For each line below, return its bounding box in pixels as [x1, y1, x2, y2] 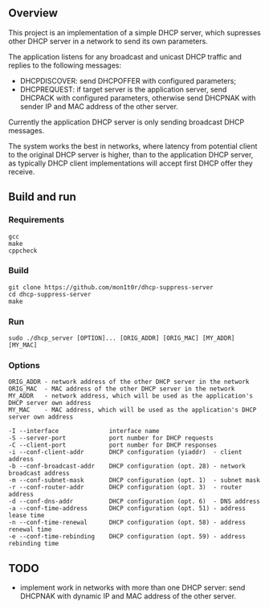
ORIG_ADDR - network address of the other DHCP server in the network [8, 378, 250, 386]
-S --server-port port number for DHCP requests [8, 434, 214, 443]
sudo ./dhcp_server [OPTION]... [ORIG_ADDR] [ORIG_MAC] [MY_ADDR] [8, 334, 235, 342]
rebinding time [8, 540, 59, 548]
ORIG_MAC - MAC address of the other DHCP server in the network [8, 385, 235, 393]
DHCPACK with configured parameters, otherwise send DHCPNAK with [19, 92, 256, 103]
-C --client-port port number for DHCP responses [8, 441, 218, 449]
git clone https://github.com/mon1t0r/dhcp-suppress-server [8, 283, 214, 292]
